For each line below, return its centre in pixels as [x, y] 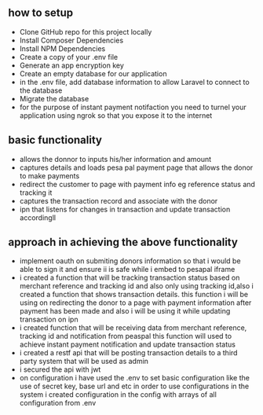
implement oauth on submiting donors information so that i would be [130, 261]
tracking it [36, 193]
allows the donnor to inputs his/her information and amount [115, 159]
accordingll [38, 217]
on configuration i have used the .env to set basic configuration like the [134, 378]
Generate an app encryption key [71, 65]
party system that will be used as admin [84, 362]
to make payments [49, 175]
